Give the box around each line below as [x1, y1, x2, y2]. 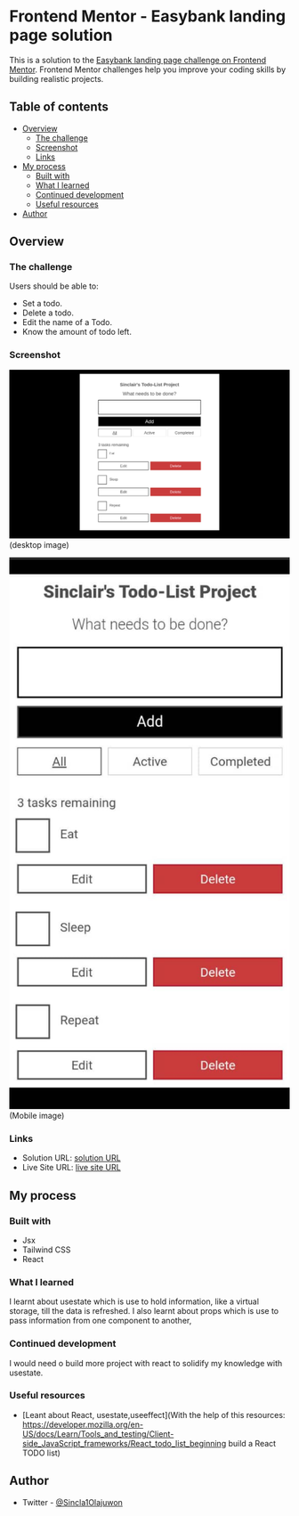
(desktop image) [9, 540, 69, 550]
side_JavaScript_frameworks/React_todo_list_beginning [21, 1438, 227, 1448]
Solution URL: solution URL [21, 1153, 122, 1163]
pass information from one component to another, [9, 1316, 192, 1326]
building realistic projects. [9, 73, 104, 84]
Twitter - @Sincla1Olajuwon [21, 1496, 123, 1507]
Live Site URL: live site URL [21, 1162, 122, 1173]
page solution [9, 25, 113, 45]
